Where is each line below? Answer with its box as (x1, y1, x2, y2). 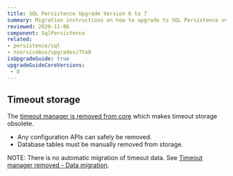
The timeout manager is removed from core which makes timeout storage (7, 112, 218, 121)
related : (7, 36, 33, 43)
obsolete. (7, 119, 34, 128)
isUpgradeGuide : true (7, 55, 70, 62)
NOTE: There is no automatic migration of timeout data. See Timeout (7, 154, 203, 162)
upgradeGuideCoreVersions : (7, 62, 85, 69)
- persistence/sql (7, 42, 60, 49)
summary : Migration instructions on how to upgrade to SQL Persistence (7, 17, 218, 24)
